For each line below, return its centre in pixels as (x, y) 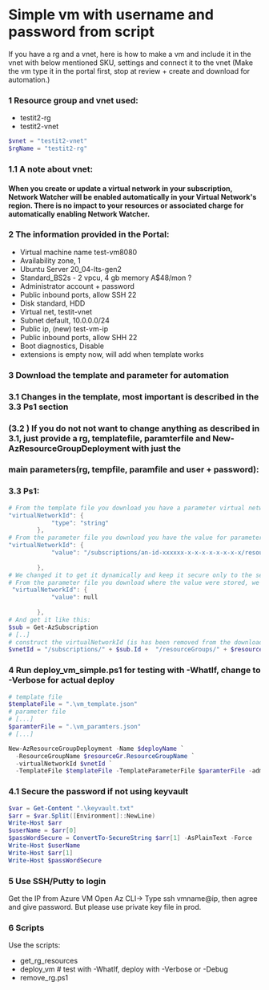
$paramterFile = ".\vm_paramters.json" (75, 727)
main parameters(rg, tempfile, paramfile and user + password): (134, 469)
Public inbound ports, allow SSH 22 (78, 294)
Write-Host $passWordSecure (55, 860)
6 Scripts (26, 927)
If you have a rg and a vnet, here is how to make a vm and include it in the (130, 54)
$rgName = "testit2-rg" (48, 149)
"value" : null (74, 598)
